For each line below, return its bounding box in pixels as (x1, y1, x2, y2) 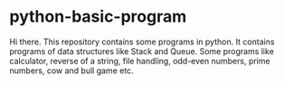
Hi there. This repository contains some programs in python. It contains (9, 36, 275, 47)
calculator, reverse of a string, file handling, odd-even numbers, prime (9, 55, 270, 66)
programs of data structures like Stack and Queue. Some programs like (9, 45, 274, 56)
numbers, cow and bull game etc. (9, 65, 134, 76)
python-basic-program (9, 6, 187, 27)
